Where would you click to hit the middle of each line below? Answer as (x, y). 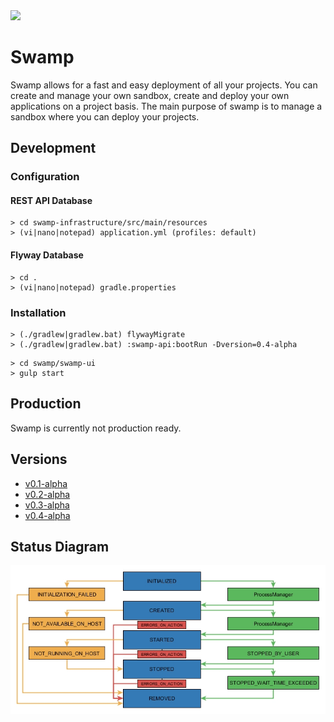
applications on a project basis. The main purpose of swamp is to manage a (166, 106)
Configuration (45, 177)
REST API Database (51, 200)
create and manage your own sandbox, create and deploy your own (150, 95)
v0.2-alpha (47, 494)
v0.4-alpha (47, 515)
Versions (39, 459)
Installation (38, 312)
